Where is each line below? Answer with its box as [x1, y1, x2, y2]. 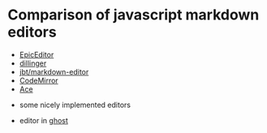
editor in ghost [19, 115, 68, 125]
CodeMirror [19, 75, 58, 85]
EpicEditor [19, 49, 54, 59]
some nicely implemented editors [19, 100, 131, 109]
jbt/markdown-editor [19, 66, 89, 76]
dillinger [19, 58, 47, 68]
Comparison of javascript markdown [7, 6, 260, 24]
